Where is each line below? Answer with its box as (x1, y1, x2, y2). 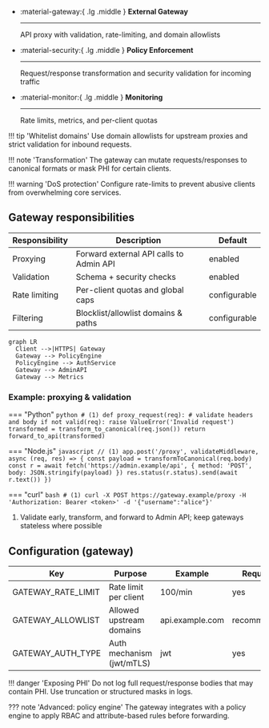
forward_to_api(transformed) (8, 432, 106, 440)
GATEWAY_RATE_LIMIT (12, 586, 100, 597)
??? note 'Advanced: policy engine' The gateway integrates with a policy (8, 702, 247, 712)
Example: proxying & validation (8, 391, 132, 402)
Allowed (108, 605, 139, 616)
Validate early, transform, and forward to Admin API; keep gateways (19, 512, 244, 522)
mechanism (108, 647, 153, 658)
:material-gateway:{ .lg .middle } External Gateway (19, 7, 188, 16)
